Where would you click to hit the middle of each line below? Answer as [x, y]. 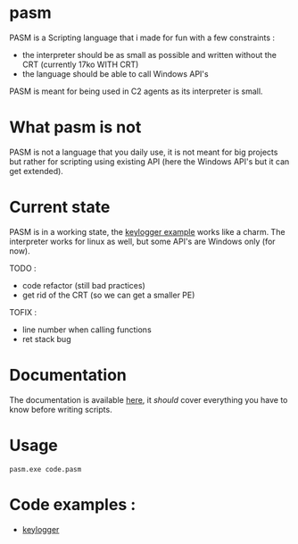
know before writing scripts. [61, 409]
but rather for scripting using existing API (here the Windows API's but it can [149, 161]
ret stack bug [46, 339]
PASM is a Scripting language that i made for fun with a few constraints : [142, 38]
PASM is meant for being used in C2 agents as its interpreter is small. [136, 91]
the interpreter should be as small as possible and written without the [149, 54]
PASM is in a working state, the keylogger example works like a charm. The [147, 231]
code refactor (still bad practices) [83, 285]
